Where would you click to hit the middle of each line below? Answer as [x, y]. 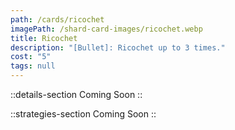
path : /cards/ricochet [57, 19]
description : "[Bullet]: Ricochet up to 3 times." [118, 47]
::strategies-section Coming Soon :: [83, 114]
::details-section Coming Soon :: [76, 94]
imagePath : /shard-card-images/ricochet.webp [106, 29]
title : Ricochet [44, 38]
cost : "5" [31, 57]
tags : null [33, 66]
